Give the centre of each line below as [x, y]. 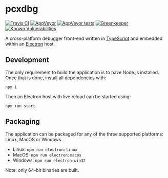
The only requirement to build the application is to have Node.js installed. [82, 72]
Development [27, 60]
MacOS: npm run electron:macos [47, 154]
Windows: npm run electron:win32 [49, 160]
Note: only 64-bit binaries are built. [42, 170]
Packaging [23, 121]
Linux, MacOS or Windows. [34, 139]
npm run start [20, 106]
